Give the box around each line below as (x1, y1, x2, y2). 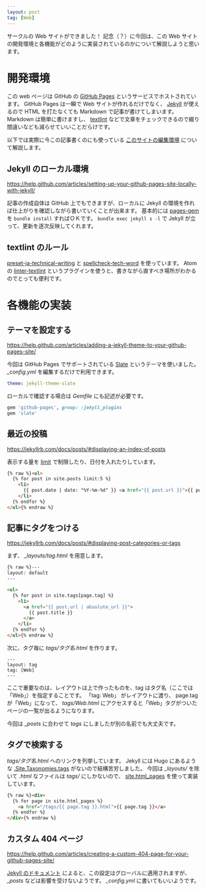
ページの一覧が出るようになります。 (7, 707, 98, 714)
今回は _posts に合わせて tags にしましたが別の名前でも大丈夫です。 (7, 720, 179, 727)
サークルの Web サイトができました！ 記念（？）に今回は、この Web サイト (7, 32, 198, 40)
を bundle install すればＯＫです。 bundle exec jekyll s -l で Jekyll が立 (7, 215, 196, 222)
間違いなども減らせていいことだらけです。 (7, 123, 114, 130)
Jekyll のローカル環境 (7, 164, 89, 174)
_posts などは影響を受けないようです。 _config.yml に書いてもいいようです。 (7, 877, 200, 884)
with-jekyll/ (7, 187, 35, 194)
